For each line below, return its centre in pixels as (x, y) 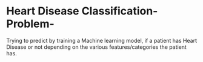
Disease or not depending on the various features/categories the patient (96, 47)
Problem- (30, 24)
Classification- (120, 11)
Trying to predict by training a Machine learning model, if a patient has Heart (101, 40)
